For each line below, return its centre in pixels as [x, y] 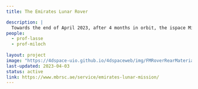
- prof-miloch [29, 44]
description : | [25, 22]
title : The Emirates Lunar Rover [47, 11]
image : [14, 60]
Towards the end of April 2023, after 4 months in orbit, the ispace [98, 28]
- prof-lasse [27, 39]
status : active [25, 71]
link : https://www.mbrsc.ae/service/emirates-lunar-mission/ [83, 77]
